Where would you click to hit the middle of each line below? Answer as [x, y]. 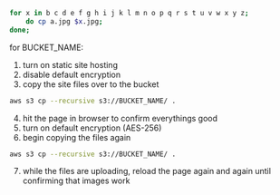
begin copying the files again [77, 137]
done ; [19, 30]
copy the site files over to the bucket [91, 84]
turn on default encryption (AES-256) [92, 128]
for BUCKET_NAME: [47, 47]
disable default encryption [72, 74]
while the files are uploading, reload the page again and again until [147, 171]
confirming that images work [76, 180]
